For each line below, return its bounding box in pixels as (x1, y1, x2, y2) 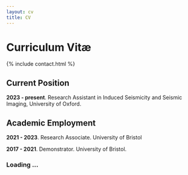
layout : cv (6, 8, 34, 15)
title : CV (6, 14, 31, 21)
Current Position (6, 78, 70, 88)
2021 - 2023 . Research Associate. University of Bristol (6, 134, 142, 141)
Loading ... (6, 161, 39, 169)
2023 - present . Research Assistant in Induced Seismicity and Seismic (6, 94, 183, 101)
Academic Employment (6, 118, 96, 128)
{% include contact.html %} (6, 60, 76, 68)
